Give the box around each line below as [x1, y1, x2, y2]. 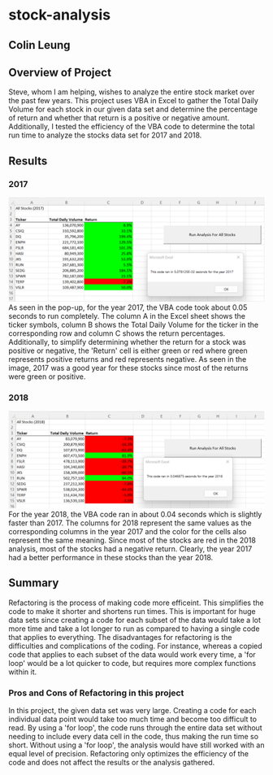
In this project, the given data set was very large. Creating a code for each [8, 706, 258, 716]
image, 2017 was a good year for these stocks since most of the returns [8, 363, 249, 372]
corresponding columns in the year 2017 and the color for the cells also [8, 527, 247, 537]
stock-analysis [8, 6, 111, 24]
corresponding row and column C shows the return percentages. [8, 328, 226, 338]
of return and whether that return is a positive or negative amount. [8, 113, 230, 123]
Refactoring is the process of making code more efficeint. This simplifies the [8, 598, 264, 607]
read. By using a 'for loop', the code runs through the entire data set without [8, 723, 262, 733]
